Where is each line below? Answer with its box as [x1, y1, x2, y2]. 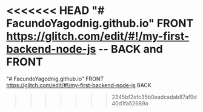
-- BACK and [98, 42, 163, 56]
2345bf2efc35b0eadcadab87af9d [111, 93, 197, 100]
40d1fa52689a [111, 99, 148, 107]
